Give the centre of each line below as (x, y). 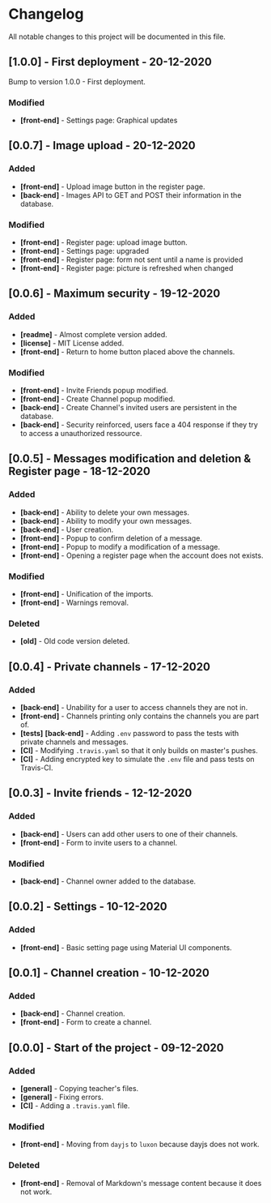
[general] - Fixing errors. (61, 1097)
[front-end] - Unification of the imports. (87, 594)
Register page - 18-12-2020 (80, 471)
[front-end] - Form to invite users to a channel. (99, 842)
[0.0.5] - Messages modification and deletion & (130, 459)
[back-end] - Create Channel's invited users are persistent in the (128, 408)
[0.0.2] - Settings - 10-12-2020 (88, 907)
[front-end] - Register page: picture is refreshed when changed (127, 268)
